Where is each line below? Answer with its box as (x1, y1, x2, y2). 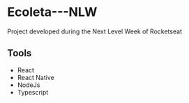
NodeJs (17, 81, 40, 89)
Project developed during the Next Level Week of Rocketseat (7, 27, 183, 35)
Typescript (17, 88, 49, 96)
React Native (17, 73, 54, 81)
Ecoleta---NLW (7, 4, 98, 20)
